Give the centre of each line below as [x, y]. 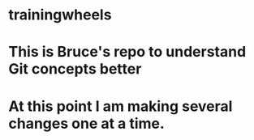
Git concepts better [75, 69]
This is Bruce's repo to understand [127, 52]
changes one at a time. [86, 123]
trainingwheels [60, 15]
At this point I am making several [121, 106]
